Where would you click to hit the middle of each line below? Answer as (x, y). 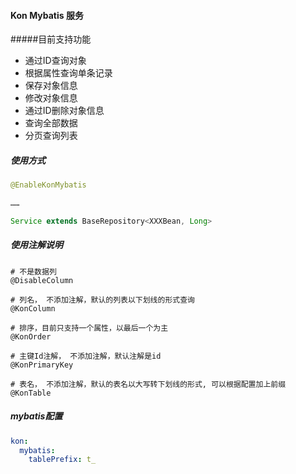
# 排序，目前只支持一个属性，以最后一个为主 (89, 328)
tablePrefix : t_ (62, 460)
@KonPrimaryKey (42, 365)
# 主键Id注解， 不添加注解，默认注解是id (86, 356)
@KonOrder (31, 336)
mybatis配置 (36, 416)
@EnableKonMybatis (48, 185)
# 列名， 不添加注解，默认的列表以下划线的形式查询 (102, 300)
